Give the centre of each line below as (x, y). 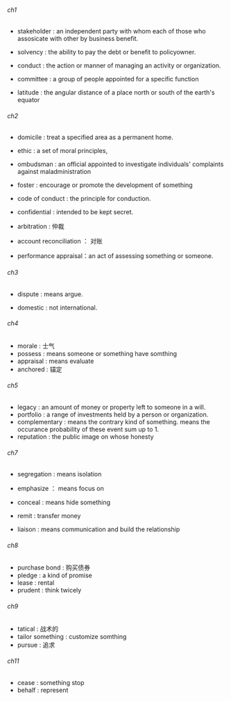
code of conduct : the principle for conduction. (84, 199)
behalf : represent (43, 690)
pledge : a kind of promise (54, 575)
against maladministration (54, 172)
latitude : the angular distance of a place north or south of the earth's (116, 92)
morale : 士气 (36, 346)
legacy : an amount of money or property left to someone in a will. (111, 408)
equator (28, 100)
